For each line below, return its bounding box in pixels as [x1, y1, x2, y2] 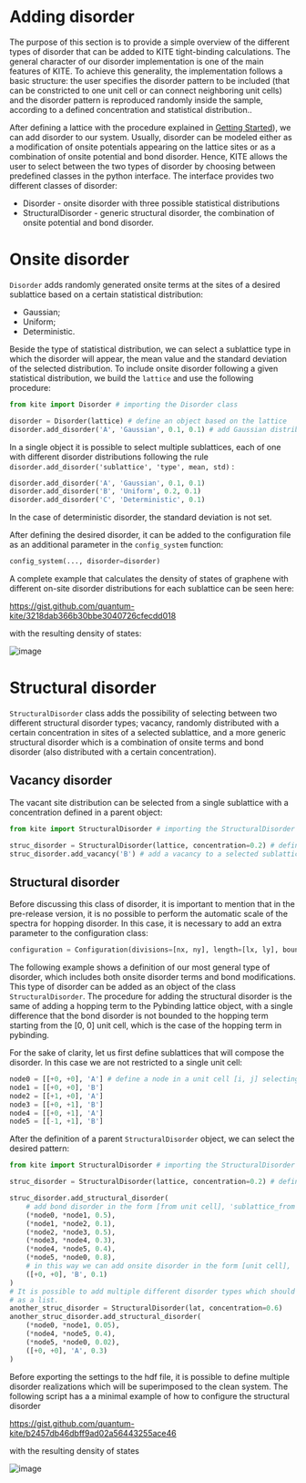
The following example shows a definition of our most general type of [9, 962, 270, 973]
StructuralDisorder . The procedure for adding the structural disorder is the [9, 991, 293, 1002]
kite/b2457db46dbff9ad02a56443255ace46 [9, 1427, 177, 1438]
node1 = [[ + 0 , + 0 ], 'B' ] [9, 1083, 104, 1092]
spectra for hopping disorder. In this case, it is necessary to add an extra [9, 918, 282, 929]
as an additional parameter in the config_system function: [9, 540, 224, 551]
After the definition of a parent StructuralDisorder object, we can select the [9, 1133, 295, 1145]
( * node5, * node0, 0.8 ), [25, 1253, 117, 1262]
